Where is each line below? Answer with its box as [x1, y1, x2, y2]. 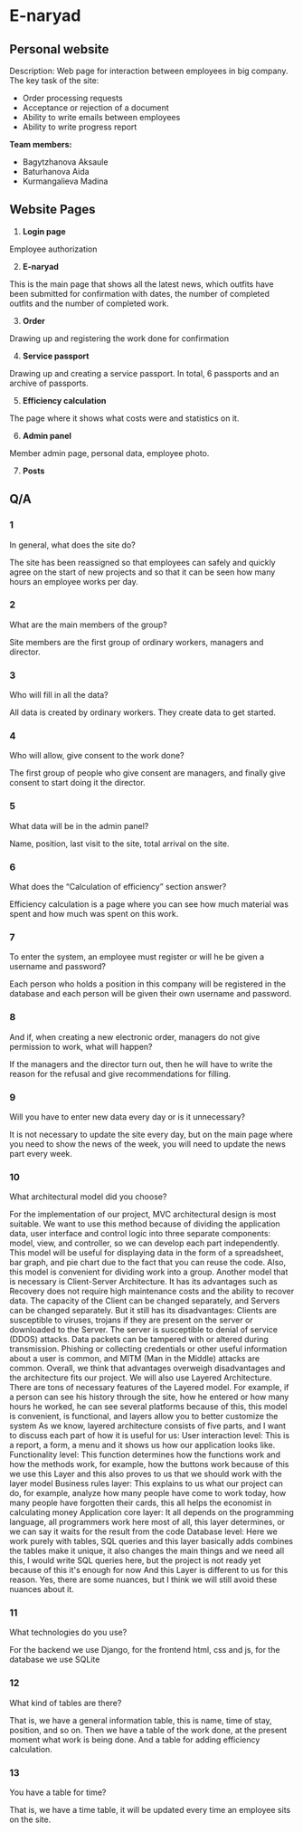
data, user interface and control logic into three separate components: [9, 1228, 271, 1239]
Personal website [9, 42, 109, 57]
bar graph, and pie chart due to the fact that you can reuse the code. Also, [9, 1257, 287, 1268]
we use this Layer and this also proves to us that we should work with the [9, 1468, 282, 1480]
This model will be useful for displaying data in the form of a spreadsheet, [9, 1247, 284, 1258]
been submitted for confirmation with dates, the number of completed [9, 288, 270, 299]
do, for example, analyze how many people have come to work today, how [9, 1488, 287, 1499]
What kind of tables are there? [9, 1697, 122, 1708]
